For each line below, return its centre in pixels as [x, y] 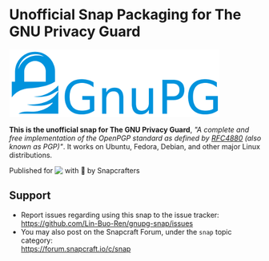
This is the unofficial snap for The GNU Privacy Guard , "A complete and [129, 129]
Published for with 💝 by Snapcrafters [74, 170]
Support [30, 196]
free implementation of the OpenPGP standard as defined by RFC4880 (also [135, 138]
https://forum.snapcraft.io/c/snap [76, 248]
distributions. [31, 155]
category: [36, 240]
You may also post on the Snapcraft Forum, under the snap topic [126, 231]
